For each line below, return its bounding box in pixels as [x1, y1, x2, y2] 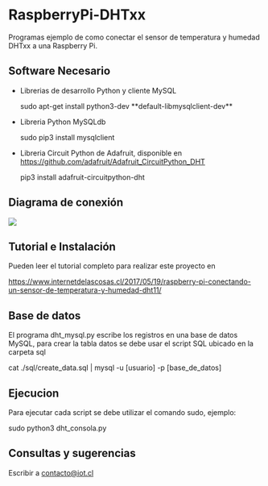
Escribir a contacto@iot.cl [8, 467, 94, 477]
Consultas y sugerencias [8, 447, 136, 460]
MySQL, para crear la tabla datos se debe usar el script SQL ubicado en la [8, 339, 254, 348]
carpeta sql [8, 347, 47, 357]
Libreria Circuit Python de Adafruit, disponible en [19, 147, 183, 158]
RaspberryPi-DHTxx [8, 6, 146, 24]
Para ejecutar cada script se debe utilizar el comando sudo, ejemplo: [8, 408, 237, 417]
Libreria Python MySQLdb [19, 117, 106, 127]
